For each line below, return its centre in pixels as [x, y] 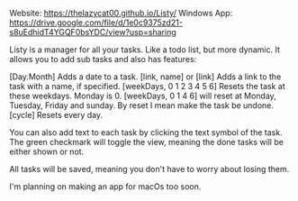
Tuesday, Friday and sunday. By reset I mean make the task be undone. [142, 105]
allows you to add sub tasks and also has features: [103, 59]
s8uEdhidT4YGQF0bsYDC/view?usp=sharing [93, 32]
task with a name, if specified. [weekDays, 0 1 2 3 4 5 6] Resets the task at [147, 86]
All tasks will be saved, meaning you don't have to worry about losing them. [149, 169]
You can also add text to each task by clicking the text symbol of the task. [146, 132]
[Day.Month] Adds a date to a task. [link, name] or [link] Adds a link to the [145, 77]
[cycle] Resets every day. [56, 115]
